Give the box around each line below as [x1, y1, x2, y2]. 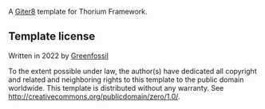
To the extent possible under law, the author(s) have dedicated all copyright [8, 66, 257, 76]
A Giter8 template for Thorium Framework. [8, 7, 148, 16]
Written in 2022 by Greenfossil [8, 51, 109, 60]
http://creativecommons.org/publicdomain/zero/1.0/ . [8, 91, 181, 101]
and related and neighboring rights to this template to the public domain [8, 75, 244, 84]
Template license [8, 29, 96, 43]
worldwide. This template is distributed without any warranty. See [8, 83, 224, 92]
